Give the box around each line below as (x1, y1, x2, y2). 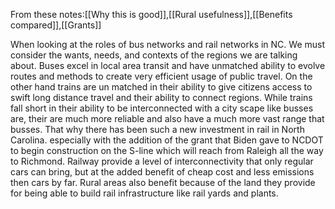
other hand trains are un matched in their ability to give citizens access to (10, 81, 313, 93)
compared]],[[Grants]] (10, 19, 102, 31)
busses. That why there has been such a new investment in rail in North (10, 124, 305, 135)
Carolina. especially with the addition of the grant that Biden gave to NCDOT (10, 134, 324, 146)
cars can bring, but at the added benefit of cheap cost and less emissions (10, 166, 315, 178)
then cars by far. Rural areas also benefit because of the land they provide (10, 177, 316, 188)
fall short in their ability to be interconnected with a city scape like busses (10, 102, 314, 114)
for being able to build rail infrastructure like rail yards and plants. (10, 187, 279, 199)
